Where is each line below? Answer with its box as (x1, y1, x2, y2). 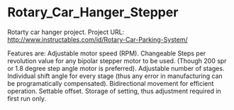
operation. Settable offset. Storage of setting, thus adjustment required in (7, 87, 221, 95)
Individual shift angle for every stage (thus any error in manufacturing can (7, 72, 223, 80)
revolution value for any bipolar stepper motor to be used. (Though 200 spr (7, 56, 227, 65)
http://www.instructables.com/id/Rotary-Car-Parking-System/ (7, 35, 188, 43)
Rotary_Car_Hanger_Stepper (7, 4, 179, 21)
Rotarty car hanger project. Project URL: (7, 28, 125, 36)
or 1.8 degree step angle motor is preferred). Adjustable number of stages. (7, 64, 225, 72)
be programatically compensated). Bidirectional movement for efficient (7, 79, 214, 87)
